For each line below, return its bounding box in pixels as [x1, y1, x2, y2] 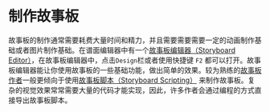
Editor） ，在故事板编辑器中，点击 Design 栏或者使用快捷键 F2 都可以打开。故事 [8, 55, 261, 65]
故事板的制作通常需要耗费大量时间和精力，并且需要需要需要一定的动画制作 [8, 35, 255, 45]
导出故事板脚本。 [14, 95, 72, 105]
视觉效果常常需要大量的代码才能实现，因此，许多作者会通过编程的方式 [22, 85, 255, 94]
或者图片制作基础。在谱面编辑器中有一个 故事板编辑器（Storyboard [14, 45, 235, 54]
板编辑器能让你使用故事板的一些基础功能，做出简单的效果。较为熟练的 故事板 [8, 65, 262, 74]
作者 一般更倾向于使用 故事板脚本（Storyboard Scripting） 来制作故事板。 [8, 75, 248, 85]
